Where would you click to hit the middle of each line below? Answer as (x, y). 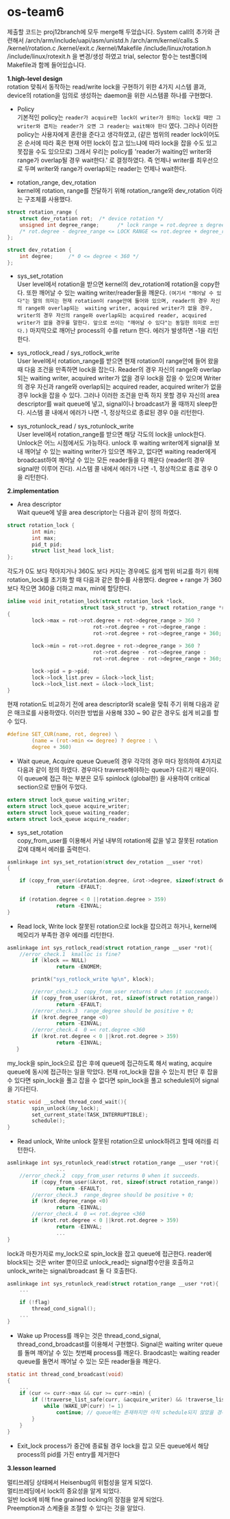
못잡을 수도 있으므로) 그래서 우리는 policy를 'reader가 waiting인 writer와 (114, 151)
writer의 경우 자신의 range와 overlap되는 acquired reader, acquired (112, 315)
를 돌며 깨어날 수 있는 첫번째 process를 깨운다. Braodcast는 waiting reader (118, 1352)
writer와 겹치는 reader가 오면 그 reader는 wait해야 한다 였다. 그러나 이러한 (117, 126)
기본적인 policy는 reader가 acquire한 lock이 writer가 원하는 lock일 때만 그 (119, 117)
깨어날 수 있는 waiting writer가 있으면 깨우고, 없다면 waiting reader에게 (120, 451)
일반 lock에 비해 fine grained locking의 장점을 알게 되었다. (86, 1499)
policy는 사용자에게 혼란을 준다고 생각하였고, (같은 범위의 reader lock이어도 (118, 134)
